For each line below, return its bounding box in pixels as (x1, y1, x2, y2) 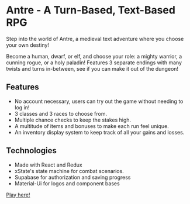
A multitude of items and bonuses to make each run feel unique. (14, 122, 170, 129)
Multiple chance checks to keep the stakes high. (14, 116, 132, 123)
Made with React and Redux (14, 161, 83, 168)
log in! (14, 103, 30, 111)
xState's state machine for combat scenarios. (14, 167, 124, 174)
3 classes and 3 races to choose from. (14, 110, 107, 117)
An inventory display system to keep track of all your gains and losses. (14, 129, 185, 136)
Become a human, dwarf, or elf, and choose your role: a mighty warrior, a (6, 53, 182, 60)
